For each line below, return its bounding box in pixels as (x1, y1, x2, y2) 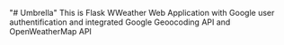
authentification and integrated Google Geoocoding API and (9, 17, 231, 27)
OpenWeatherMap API (9, 26, 93, 36)
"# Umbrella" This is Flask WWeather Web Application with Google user (9, 8, 275, 18)
